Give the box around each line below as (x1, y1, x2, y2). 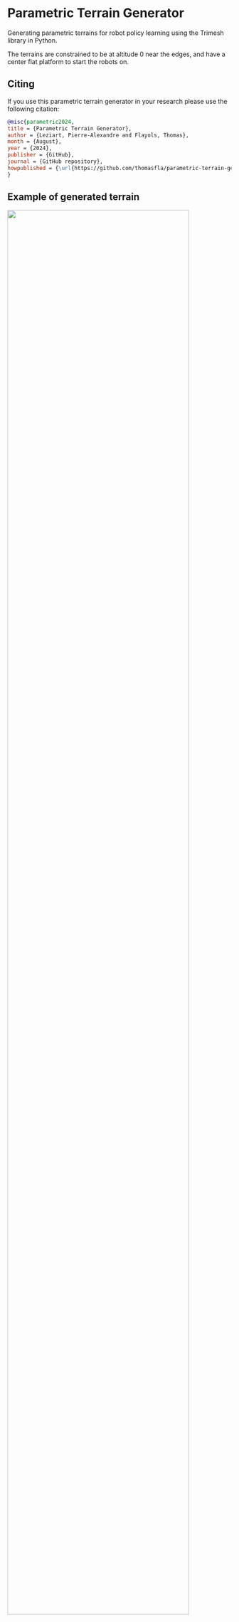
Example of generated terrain (7, 191, 140, 203)
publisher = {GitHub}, (7, 152, 75, 159)
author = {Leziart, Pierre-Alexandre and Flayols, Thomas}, (7, 132, 190, 139)
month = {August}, (7, 138, 62, 145)
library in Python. (7, 36, 58, 44)
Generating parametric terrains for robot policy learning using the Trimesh (7, 28, 224, 37)
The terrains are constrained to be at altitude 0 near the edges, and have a (7, 50, 225, 58)
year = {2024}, (7, 144, 53, 152)
